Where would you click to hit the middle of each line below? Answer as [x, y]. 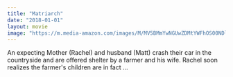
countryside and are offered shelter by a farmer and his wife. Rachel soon [113, 60]
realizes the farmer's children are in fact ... [68, 67]
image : [17, 33]
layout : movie [28, 26]
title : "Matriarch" [35, 14]
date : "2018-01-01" [35, 20]
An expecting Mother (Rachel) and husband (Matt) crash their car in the [109, 53]
